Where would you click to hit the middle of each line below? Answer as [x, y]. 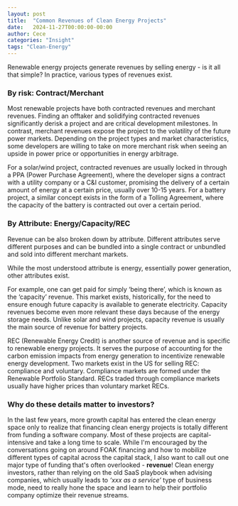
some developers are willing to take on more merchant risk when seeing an [117, 146]
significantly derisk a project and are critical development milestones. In [113, 123]
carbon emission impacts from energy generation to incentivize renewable [116, 356]
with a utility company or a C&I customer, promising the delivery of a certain [118, 182]
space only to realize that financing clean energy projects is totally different [118, 427]
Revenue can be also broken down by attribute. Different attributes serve [114, 239]
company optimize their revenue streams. [68, 495]
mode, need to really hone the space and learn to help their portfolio [107, 488]
